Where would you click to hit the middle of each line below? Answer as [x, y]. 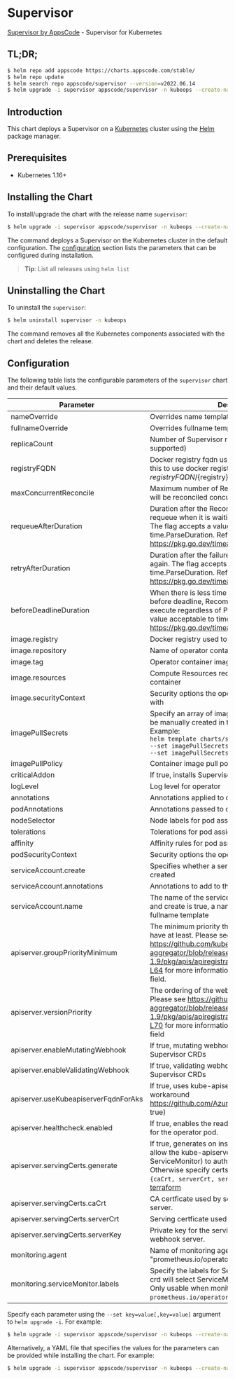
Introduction [35, 112]
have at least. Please [184, 935]
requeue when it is [180, 518]
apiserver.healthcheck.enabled [62, 1128]
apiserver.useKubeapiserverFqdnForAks [77, 1099]
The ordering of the [182, 991]
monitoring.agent [39, 1255]
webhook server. [178, 1240]
